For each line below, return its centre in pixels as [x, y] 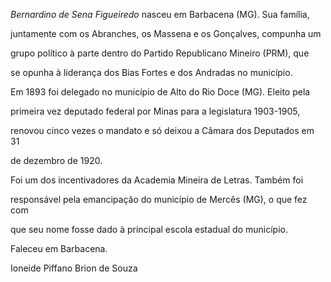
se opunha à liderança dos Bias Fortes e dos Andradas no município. [151, 72]
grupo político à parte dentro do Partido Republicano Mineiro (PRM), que [160, 53]
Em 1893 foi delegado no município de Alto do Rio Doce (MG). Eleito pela [160, 92]
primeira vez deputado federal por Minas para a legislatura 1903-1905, [155, 111]
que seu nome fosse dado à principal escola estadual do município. [149, 229]
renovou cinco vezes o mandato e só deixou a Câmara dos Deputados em [162, 130]
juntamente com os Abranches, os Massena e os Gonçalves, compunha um [166, 33]
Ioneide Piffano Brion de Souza [74, 268]
